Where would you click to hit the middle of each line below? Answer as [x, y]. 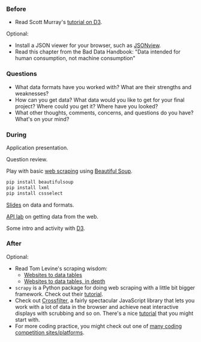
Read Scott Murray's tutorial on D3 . [58, 22]
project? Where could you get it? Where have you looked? [86, 106]
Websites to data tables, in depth [64, 281]
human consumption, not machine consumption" [75, 58]
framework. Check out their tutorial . [59, 294]
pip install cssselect [34, 193]
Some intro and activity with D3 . [46, 228]
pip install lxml [28, 188]
